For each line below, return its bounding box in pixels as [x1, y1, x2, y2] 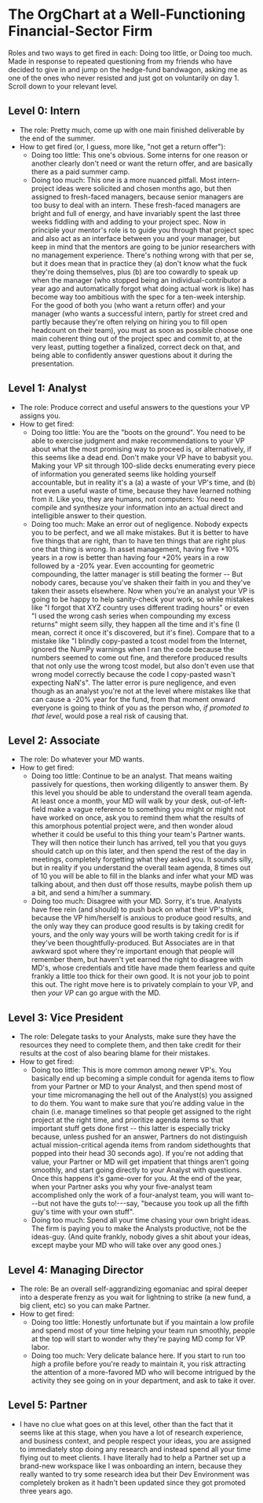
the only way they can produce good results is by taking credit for [31, 921, 245, 931]
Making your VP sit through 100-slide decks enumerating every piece [31, 461, 256, 470]
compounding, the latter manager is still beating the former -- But [31, 569, 243, 579]
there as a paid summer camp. [31, 166, 130, 176]
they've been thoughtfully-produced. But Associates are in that [31, 938, 236, 948]
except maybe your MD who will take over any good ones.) [31, 1241, 222, 1250]
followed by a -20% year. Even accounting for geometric [31, 561, 214, 570]
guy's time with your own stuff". [31, 1207, 135, 1216]
